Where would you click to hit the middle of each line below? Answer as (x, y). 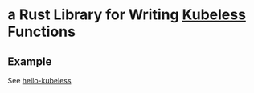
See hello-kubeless (39, 81)
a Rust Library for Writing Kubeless (127, 15)
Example (30, 61)
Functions (41, 32)
